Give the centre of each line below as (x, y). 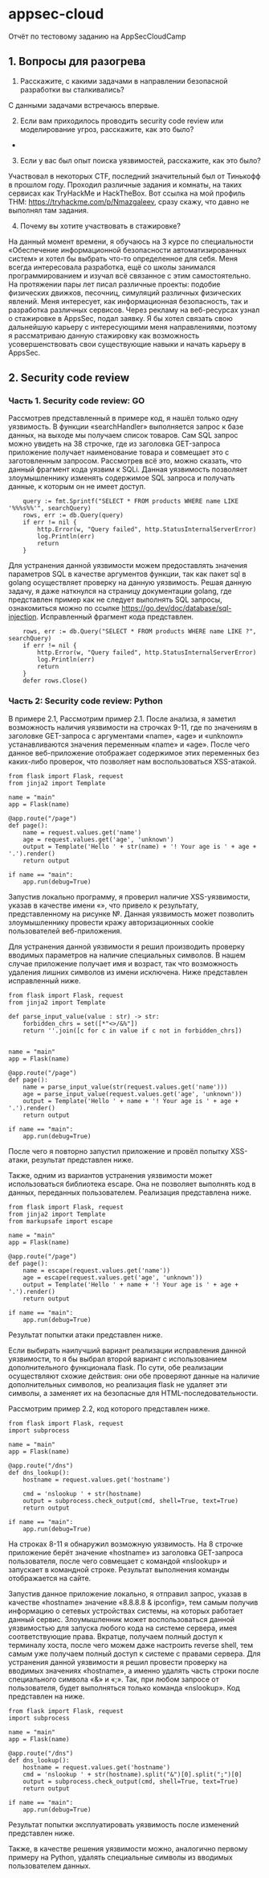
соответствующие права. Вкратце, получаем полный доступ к (116, 1636)
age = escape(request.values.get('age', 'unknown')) (113, 1277)
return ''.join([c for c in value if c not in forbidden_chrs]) (132, 1031)
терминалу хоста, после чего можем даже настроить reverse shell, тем (131, 1645)
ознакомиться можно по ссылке (64, 608)
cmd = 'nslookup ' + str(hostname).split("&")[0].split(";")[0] (132, 1774)
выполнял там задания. (49, 210)
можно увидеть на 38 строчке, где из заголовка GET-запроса (114, 444)
